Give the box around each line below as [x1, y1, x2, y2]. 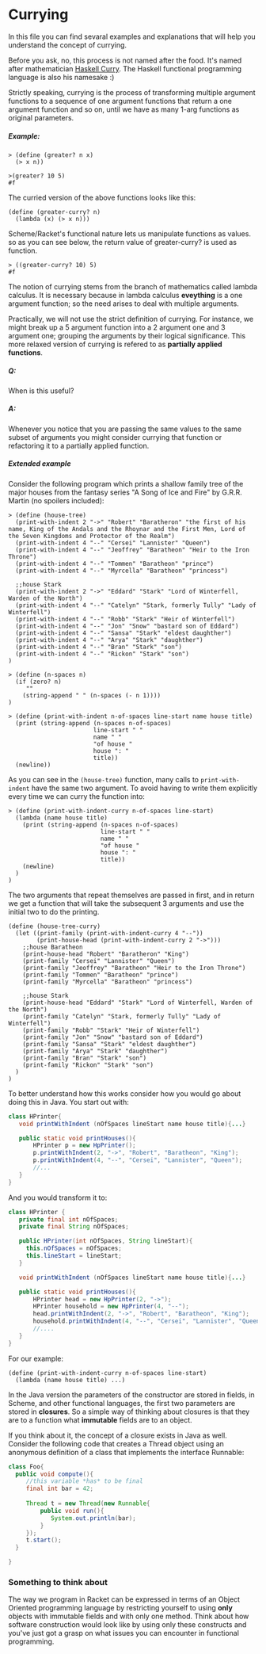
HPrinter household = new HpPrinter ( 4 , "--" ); [32, 1302, 190, 1311]
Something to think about [8, 1576, 108, 1587]
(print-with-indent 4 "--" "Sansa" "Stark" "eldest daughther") [15, 628, 232, 637]
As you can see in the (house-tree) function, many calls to [8, 774, 199, 784]
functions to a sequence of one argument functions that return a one [8, 96, 232, 105]
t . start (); [25, 1536, 62, 1545]
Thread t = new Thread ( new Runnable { [25, 1499, 150, 1507]
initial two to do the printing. [8, 907, 100, 916]
